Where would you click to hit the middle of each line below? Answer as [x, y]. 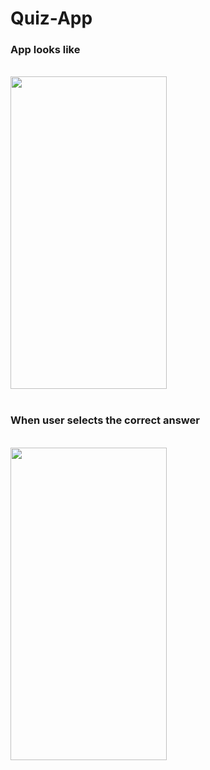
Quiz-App [51, 18]
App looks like [45, 50]
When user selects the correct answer [105, 420]
